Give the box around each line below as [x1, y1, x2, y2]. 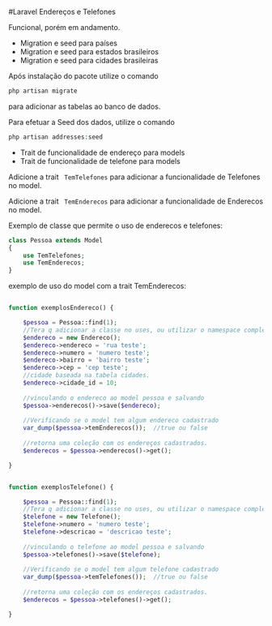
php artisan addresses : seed [8, 133, 104, 141]
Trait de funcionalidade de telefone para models [19, 156, 181, 165]
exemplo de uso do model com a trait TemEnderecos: [8, 281, 187, 291]
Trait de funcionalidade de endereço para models [19, 148, 185, 157]
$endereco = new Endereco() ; [23, 333, 121, 341]
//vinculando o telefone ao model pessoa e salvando [23, 542, 205, 551]
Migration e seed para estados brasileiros [19, 47, 159, 56]
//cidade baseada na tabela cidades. [23, 371, 151, 379]
